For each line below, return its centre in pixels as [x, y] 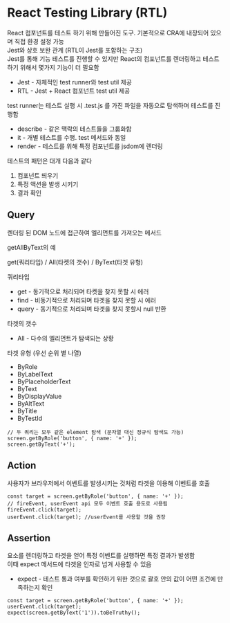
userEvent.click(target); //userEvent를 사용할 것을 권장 [86, 517]
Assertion [29, 538]
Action [22, 466]
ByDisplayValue [39, 396]
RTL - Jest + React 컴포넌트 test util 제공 [74, 91]
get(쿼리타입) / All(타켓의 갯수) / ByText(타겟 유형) [75, 262]
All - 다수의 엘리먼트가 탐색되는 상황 [65, 338]
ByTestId [30, 418]
